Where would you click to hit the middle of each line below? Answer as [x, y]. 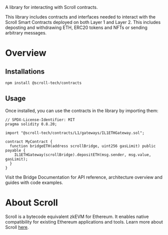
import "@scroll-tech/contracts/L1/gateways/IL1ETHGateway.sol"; [75, 133]
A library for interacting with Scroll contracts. [51, 7]
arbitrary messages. [26, 33]
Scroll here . [17, 227]
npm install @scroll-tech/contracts [43, 83]
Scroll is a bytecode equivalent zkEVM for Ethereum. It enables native [77, 216]
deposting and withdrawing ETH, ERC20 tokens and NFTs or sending [76, 27]
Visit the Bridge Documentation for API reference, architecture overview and [84, 177]
